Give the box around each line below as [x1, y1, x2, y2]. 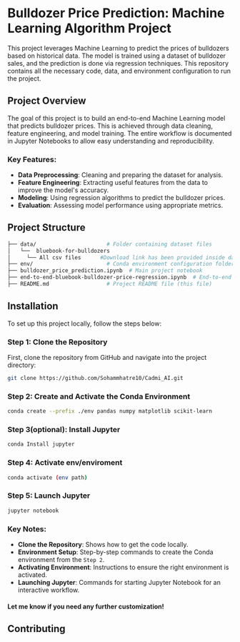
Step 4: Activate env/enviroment [7, 458, 123, 468]
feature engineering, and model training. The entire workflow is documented [7, 129, 232, 137]
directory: [7, 361, 36, 369]
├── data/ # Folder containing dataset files [7, 241, 213, 248]
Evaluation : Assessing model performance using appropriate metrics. [17, 201, 224, 210]
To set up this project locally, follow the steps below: [7, 319, 162, 328]
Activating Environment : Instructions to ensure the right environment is [17, 563, 229, 571]
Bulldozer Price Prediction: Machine [7, 5, 225, 21]
